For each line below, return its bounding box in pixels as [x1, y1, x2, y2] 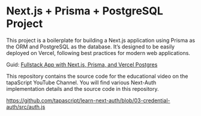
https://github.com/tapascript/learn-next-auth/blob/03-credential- [6, 97, 170, 104]
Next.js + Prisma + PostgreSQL [6, 4, 164, 18]
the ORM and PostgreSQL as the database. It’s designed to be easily [6, 43, 175, 50]
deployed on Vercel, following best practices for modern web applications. [6, 49, 191, 56]
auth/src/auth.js [6, 103, 46, 110]
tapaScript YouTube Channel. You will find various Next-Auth [6, 79, 157, 86]
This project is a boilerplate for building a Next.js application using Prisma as [6, 36, 196, 44]
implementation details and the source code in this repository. [6, 85, 159, 92]
